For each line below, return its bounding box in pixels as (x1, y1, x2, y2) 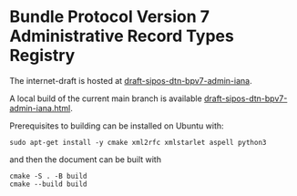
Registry (9, 46, 76, 66)
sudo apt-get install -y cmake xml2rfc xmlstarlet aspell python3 (9, 138, 267, 147)
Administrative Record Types (9, 26, 234, 46)
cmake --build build (9, 180, 88, 189)
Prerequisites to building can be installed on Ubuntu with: (9, 120, 225, 131)
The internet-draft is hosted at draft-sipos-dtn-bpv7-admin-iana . (9, 75, 252, 86)
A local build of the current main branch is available (9, 93, 202, 104)
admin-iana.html (9, 102, 71, 113)
